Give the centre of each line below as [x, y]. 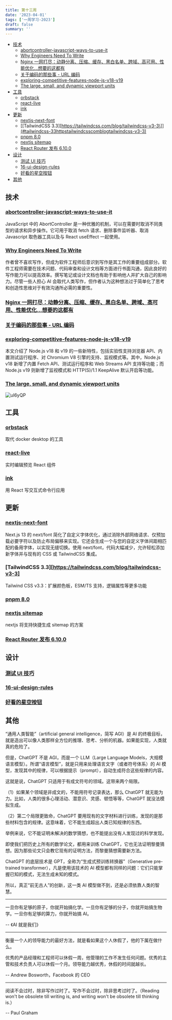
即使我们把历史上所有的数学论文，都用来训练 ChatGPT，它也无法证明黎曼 [83, 844]
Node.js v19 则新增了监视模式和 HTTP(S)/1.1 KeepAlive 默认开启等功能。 [81, 370]
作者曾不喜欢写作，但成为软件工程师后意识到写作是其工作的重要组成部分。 [84, 262]
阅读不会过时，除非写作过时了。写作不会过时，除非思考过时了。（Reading [82, 990]
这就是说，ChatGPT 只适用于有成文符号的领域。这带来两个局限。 [74, 781]
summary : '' [18, 29]
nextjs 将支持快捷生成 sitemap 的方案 [44, 625]
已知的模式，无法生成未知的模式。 [46, 874]
